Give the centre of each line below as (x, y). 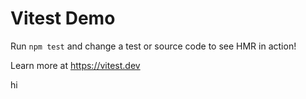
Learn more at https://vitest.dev (75, 65)
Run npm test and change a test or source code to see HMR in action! (153, 46)
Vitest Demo (63, 18)
